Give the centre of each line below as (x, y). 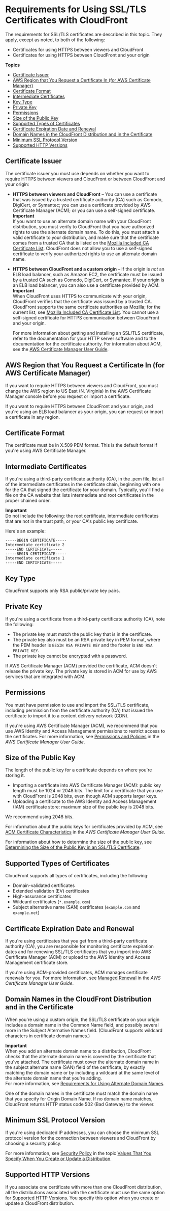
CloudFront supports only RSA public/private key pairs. (63, 590)
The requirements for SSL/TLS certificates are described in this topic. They (84, 34)
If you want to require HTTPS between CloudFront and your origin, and (79, 406)
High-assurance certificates (42, 896)
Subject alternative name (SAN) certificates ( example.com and (76, 907)
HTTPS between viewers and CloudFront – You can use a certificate (85, 194)
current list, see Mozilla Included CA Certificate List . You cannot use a (86, 312)
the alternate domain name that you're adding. (54, 1078)
